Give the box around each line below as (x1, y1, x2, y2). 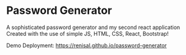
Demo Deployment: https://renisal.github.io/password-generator (6, 42, 167, 49)
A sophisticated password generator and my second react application (6, 24, 181, 31)
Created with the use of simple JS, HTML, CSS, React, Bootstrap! (6, 30, 169, 37)
